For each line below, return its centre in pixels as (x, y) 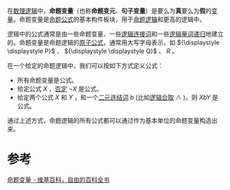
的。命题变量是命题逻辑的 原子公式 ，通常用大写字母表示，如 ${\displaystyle (113, 43)
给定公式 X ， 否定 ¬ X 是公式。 (60, 89)
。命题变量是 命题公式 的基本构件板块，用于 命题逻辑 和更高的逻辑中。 (110, 19)
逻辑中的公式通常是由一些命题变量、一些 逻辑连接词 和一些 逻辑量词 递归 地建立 (115, 34)
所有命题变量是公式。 (47, 80)
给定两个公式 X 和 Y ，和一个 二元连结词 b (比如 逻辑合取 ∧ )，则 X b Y (114, 97)
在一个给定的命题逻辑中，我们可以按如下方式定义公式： (85, 66)
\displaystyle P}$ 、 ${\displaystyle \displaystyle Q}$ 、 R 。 (93, 51)
